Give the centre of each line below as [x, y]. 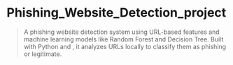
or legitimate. [43, 54]
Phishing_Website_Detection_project [116, 13]
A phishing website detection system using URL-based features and [121, 32]
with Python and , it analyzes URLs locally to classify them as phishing [125, 46]
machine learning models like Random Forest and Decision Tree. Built [123, 39]
